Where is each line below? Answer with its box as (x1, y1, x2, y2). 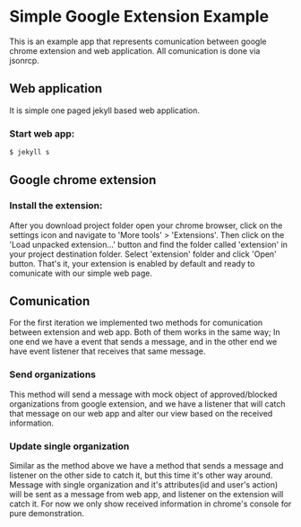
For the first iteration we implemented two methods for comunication (9, 317, 263, 329)
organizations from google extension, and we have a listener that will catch (9, 398, 286, 409)
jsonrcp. (9, 55, 40, 66)
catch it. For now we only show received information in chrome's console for (9, 498, 292, 509)
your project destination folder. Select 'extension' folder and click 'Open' (9, 249, 278, 259)
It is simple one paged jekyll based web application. (9, 105, 200, 116)
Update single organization (9, 440, 130, 452)
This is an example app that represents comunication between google (9, 36, 267, 47)
